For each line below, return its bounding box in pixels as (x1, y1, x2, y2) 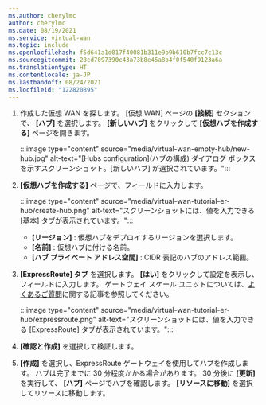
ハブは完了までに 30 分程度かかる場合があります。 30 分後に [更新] (35, 368, 256, 378)
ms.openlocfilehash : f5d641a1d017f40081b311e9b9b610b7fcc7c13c (8, 49, 223, 56)
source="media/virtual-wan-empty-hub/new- (100, 144, 251, 154)
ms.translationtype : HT (8, 64, 88, 72)
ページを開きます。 (31, 128, 94, 138)
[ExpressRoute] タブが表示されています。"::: (29, 325, 174, 334)
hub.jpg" (19, 154, 49, 163)
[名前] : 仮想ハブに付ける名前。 (31, 243, 135, 252)
